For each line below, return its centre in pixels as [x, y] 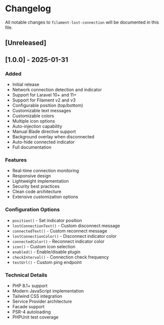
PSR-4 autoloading [31, 312]
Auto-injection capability [37, 127]
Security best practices [36, 186]
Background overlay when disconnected [53, 137]
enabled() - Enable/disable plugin [46, 252]
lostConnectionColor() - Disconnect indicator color [65, 236]
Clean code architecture [37, 192]
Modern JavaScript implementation [48, 291]
